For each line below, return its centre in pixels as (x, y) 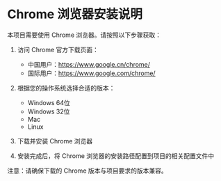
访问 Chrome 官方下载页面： (58, 49)
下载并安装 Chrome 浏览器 (55, 141)
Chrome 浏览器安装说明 (75, 14)
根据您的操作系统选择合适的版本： (66, 88)
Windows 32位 (49, 111)
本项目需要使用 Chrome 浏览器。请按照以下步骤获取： (84, 35)
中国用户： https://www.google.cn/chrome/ (89, 64)
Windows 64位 (49, 102)
